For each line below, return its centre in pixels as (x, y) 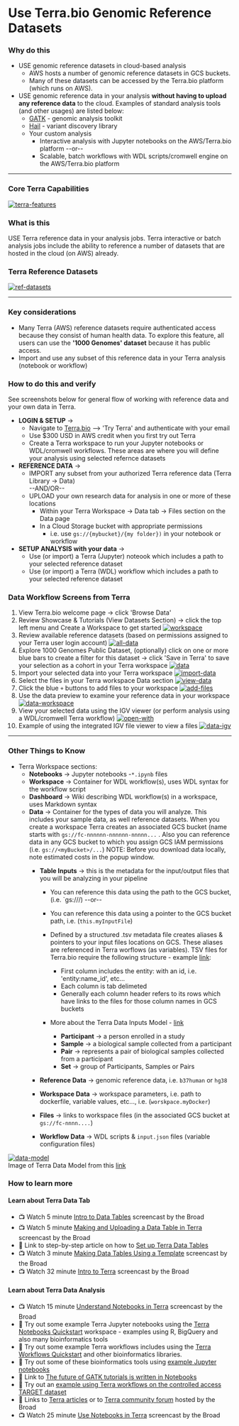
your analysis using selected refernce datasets (97, 458)
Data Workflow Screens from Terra (69, 597)
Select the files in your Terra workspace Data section (96, 681)
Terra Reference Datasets (53, 272)
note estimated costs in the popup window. (92, 857)
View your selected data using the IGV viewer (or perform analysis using (124, 711)
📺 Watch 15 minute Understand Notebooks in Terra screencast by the (120, 1306)
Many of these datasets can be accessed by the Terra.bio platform (126, 81)
